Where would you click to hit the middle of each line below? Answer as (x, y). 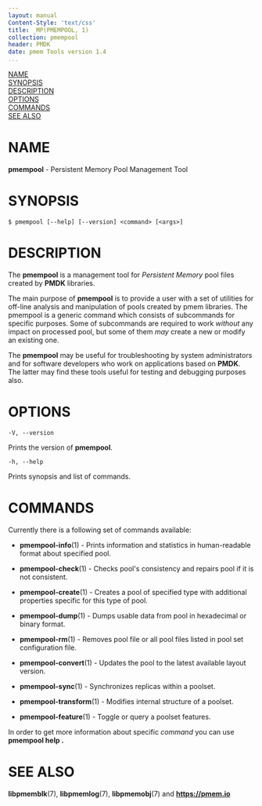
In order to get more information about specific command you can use (121, 731)
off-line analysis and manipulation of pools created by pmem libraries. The (128, 306)
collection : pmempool (43, 37)
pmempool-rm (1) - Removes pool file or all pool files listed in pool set (131, 639)
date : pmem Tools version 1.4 (57, 52)
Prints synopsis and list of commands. (70, 476)
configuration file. (48, 647)
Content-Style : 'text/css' (52, 23)
